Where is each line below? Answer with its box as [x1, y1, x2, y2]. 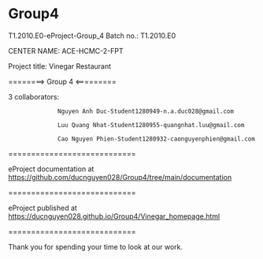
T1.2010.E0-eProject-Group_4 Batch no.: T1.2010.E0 [8, 31, 176, 40]
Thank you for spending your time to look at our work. [8, 242, 183, 251]
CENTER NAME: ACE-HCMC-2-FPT [8, 46, 124, 55]
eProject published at [8, 203, 77, 212]
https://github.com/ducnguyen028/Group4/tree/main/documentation [8, 172, 232, 182]
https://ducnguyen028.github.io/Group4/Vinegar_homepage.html [8, 211, 220, 221]
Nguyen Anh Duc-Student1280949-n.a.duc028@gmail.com [57, 107, 235, 115]
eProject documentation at [8, 163, 94, 174]
